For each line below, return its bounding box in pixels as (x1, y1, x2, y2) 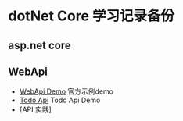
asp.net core (8, 38, 72, 52)
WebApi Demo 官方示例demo (19, 87, 113, 96)
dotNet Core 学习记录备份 (8, 7, 174, 25)
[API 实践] (19, 105, 52, 114)
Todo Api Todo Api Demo (19, 95, 101, 105)
